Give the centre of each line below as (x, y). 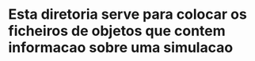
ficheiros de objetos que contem (117, 31)
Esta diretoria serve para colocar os (127, 14)
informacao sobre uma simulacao (121, 48)
